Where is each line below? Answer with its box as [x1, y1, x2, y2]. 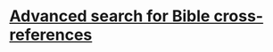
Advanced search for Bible [9, 6, 211, 26]
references [9, 25, 93, 45]
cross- [213, 6, 264, 26]
